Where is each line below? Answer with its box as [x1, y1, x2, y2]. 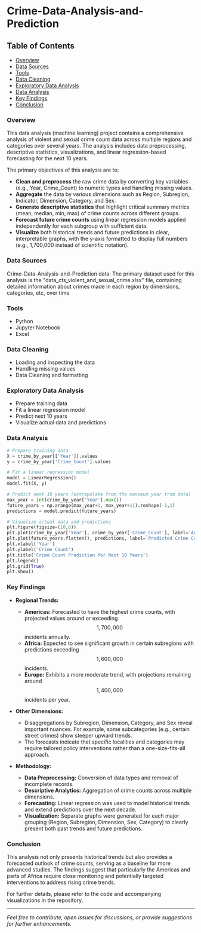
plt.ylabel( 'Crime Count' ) [7, 546, 74, 552]
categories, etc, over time [7, 289, 70, 296]
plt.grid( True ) [7, 563, 45, 569]
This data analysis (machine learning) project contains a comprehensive [7, 130, 184, 137]
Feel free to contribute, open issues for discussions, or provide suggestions [7, 913, 193, 921]
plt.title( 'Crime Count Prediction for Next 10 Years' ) [7, 552, 149, 558]
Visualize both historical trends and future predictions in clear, [15, 229, 169, 236]
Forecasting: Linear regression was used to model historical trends [24, 799, 190, 806]
